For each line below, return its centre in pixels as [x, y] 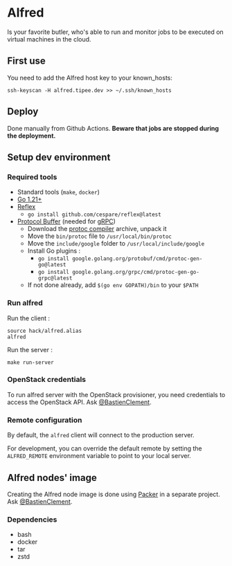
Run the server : [30, 349]
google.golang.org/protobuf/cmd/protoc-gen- [137, 259]
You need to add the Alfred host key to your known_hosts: [90, 77]
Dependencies [32, 519]
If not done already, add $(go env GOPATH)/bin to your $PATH [113, 285]
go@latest [52, 265]
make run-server [30, 362]
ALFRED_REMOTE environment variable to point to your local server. [99, 456]
